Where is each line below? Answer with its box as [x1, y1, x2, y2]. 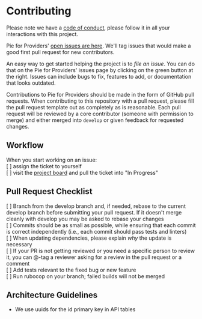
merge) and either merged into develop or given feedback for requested [6, 116, 184, 124]
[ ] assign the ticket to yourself [6, 162, 82, 169]
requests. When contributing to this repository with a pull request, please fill [6, 97, 194, 105]
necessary [6, 240, 32, 248]
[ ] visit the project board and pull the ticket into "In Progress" [6, 169, 158, 176]
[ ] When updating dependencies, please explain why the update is [6, 234, 172, 242]
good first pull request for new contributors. [6, 48, 115, 55]
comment [6, 260, 30, 267]
